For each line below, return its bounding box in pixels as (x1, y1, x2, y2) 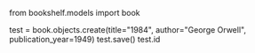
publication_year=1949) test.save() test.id (9, 34, 161, 44)
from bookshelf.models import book (9, 8, 140, 18)
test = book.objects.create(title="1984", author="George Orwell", (9, 25, 247, 34)
